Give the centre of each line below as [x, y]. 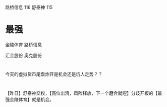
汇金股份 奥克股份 [23, 56]
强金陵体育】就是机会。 [30, 99]
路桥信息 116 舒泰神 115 [29, 7]
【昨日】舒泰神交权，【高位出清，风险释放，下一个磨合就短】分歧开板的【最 [84, 93]
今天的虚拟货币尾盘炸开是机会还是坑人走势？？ [54, 74]
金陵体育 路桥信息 [23, 45]
